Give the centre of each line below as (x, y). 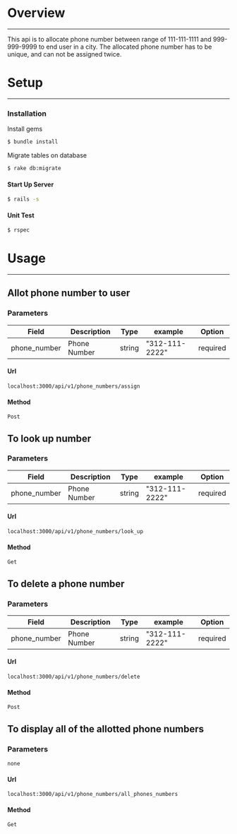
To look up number (49, 438)
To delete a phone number (66, 584)
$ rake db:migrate (34, 168)
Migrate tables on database (47, 155)
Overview (36, 13)
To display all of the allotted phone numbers (106, 729)
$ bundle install (33, 142)
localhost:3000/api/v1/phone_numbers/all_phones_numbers (93, 794)
